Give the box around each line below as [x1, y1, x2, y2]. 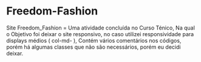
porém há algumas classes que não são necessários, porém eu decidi [6, 43, 181, 51]
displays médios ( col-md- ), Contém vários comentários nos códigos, [6, 37, 182, 44]
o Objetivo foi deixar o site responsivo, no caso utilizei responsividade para [6, 30, 194, 37]
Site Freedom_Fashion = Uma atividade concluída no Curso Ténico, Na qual [6, 24, 196, 31]
